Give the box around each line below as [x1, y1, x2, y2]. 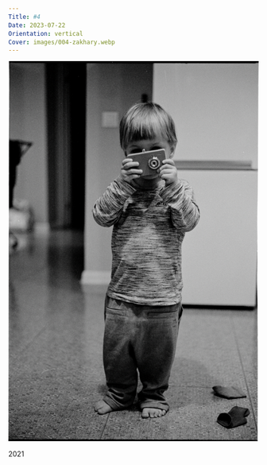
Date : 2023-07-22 [8, 21, 66, 29]
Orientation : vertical [8, 29, 83, 37]
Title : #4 [8, 13, 41, 21]
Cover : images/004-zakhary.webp [8, 38, 115, 46]
